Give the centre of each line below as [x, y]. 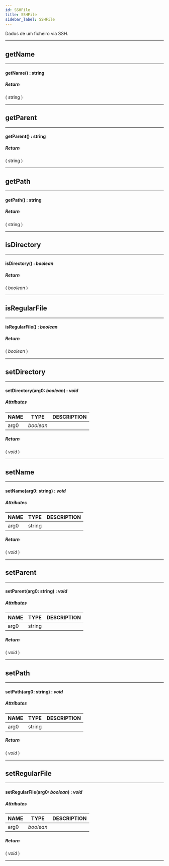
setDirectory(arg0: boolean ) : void [42, 390]
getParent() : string [26, 136]
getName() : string [25, 73]
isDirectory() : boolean [29, 263]
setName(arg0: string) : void [36, 491]
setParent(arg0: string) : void [36, 591]
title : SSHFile [21, 15]
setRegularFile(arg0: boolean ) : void [44, 792]
